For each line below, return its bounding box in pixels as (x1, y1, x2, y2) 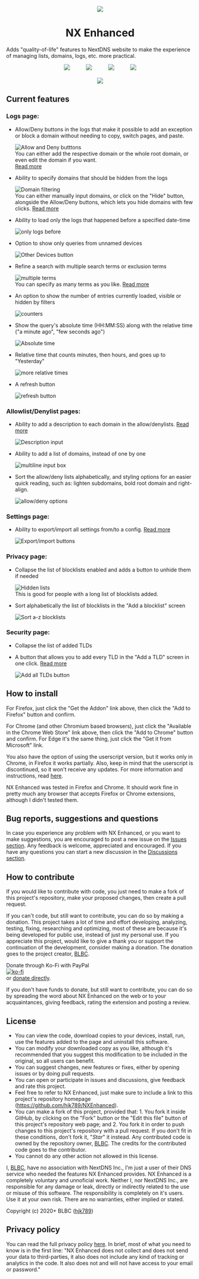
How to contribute (6, 872, 75, 882)
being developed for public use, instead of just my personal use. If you (6, 931, 179, 939)
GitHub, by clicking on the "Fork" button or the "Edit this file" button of (14, 1114, 188, 1122)
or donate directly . (6, 974, 51, 982)
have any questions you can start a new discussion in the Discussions (6, 848, 178, 856)
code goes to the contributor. (14, 1146, 87, 1154)
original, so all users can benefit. (14, 1057, 95, 1065)
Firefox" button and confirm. (6, 711, 76, 718)
